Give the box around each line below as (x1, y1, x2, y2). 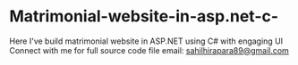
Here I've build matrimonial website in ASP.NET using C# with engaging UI (9, 36, 284, 46)
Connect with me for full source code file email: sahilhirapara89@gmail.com (9, 45, 289, 55)
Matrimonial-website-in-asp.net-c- (9, 6, 279, 27)
